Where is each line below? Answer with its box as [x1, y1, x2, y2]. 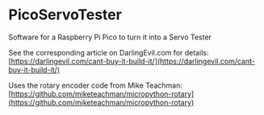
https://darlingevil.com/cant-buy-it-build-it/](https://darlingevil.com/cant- [10, 56, 256, 66]
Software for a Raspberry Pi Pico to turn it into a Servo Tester [8, 32, 212, 42]
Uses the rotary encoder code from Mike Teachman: [8, 80, 183, 90]
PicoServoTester [8, 6, 123, 24]
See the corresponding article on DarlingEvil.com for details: [8, 47, 209, 57]
